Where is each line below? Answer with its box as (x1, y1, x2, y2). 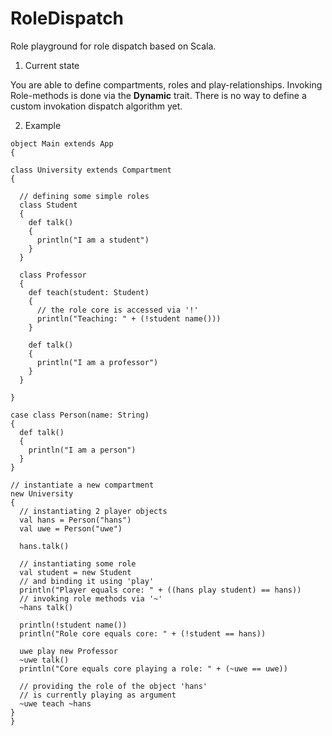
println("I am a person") (28, 445, 137, 455)
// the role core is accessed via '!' (36, 305, 199, 315)
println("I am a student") (36, 235, 150, 245)
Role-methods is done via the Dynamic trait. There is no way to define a (10, 89, 307, 101)
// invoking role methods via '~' (19, 593, 163, 604)
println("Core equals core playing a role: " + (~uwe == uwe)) (19, 663, 288, 674)
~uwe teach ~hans (19, 698, 92, 709)
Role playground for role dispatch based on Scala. (10, 40, 217, 52)
